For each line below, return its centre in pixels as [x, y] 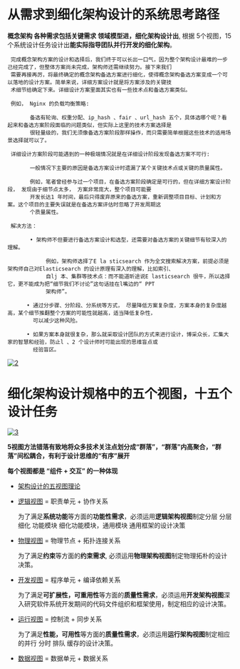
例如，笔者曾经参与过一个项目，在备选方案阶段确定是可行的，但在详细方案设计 [128, 182]
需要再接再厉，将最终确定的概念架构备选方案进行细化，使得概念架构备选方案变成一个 [116, 75]
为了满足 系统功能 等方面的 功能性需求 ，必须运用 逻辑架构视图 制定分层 [118, 516]
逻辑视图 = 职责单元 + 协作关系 [63, 501]
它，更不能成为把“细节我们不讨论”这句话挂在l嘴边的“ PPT [81, 284]
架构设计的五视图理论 [49, 486]
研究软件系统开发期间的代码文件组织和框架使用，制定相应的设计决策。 [127, 603]
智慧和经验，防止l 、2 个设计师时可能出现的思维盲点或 [88, 342]
